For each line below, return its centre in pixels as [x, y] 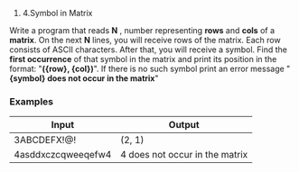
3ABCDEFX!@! [45, 140]
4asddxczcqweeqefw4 [63, 155]
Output [184, 125]
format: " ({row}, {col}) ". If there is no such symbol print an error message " [150, 68]
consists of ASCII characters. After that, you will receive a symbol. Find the [148, 50]
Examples [32, 101]
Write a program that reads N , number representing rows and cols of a [142, 30]
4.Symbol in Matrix [57, 13]
